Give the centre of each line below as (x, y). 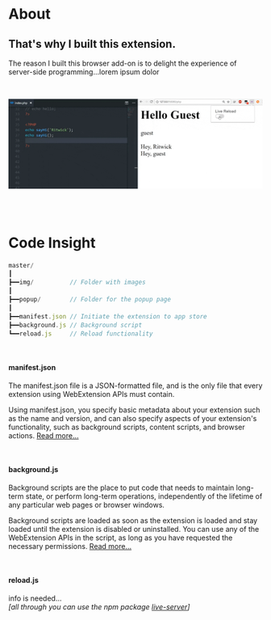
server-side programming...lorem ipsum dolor (84, 72)
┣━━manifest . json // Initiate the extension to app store (108, 316)
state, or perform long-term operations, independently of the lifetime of (144, 496)
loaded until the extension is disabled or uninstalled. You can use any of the (134, 529)
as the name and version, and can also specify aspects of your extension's (133, 418)
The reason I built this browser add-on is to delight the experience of (123, 63)
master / (21, 265)
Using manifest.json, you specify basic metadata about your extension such (134, 410)
